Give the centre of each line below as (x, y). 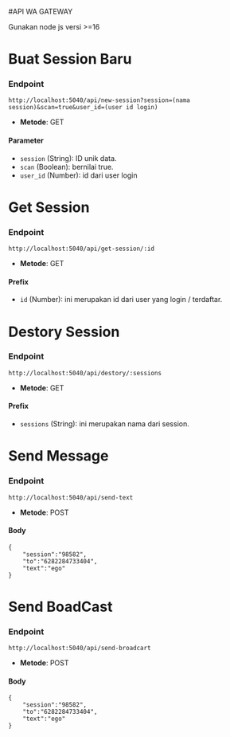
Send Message (58, 456)
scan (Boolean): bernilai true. (66, 167)
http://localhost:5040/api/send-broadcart (80, 649)
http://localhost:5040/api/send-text (71, 497)
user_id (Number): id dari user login (78, 175)
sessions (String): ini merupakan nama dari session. (104, 424)
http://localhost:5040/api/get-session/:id (82, 249)
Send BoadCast (60, 607)
